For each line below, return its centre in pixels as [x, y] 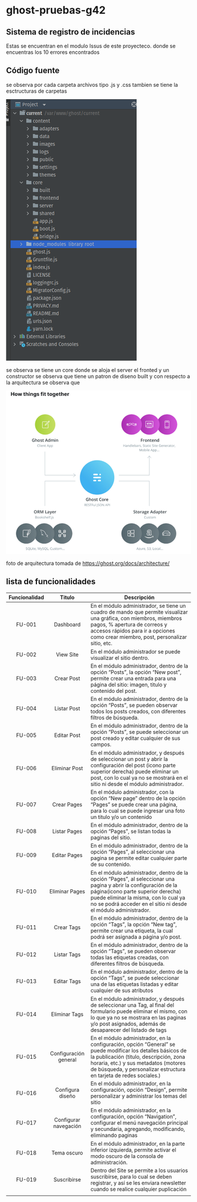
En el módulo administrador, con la [132, 792]
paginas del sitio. [111, 838]
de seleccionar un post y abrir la [129, 759]
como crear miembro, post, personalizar [139, 637]
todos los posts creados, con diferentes [138, 712]
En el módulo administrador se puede [135, 651]
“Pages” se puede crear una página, [134, 804]
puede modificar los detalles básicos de [139, 1050]
